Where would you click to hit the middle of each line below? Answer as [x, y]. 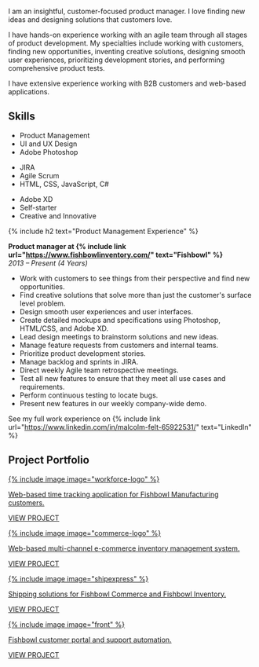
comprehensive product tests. [57, 68]
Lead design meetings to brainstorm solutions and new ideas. [119, 336]
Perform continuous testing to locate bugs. [89, 395]
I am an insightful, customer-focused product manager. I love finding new [127, 11]
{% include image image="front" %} [67, 624]
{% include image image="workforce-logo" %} [84, 479]
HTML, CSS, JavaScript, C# [64, 184]
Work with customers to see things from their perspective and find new [135, 278]
